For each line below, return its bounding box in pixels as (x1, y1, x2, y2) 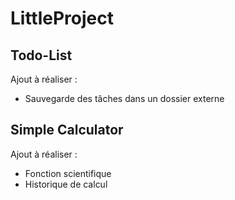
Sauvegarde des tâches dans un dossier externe (24, 93, 225, 104)
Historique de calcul (24, 178, 108, 190)
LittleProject (10, 7, 114, 30)
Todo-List (10, 47, 73, 64)
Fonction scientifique (24, 167, 112, 179)
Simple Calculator (10, 122, 124, 139)
